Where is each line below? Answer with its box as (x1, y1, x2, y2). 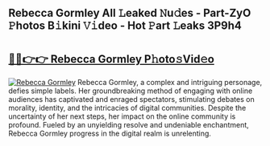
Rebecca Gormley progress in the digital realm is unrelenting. (8, 128, 212, 138)
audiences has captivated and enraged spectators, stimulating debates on (8, 95, 255, 103)
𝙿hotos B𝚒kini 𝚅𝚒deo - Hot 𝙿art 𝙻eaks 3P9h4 (8, 19, 242, 33)
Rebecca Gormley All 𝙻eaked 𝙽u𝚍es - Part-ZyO (8, 6, 251, 20)
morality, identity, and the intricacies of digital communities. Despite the (8, 103, 247, 112)
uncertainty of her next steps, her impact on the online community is (8, 112, 236, 121)
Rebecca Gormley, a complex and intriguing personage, (77, 78, 263, 87)
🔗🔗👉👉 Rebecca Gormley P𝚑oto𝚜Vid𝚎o (8, 52, 215, 66)
